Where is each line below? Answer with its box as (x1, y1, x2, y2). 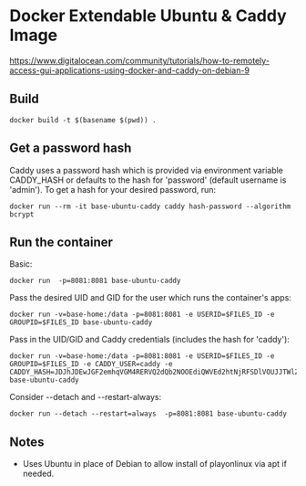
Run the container (9, 234, 114, 249)
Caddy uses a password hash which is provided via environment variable (9, 164, 284, 175)
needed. (22, 468, 55, 480)
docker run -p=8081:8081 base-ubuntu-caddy (9, 276, 181, 286)
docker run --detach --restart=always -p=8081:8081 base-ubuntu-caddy (9, 409, 287, 418)
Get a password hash (9, 141, 132, 156)
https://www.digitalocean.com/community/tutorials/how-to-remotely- (9, 55, 270, 66)
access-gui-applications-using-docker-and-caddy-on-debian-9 (9, 65, 250, 76)
